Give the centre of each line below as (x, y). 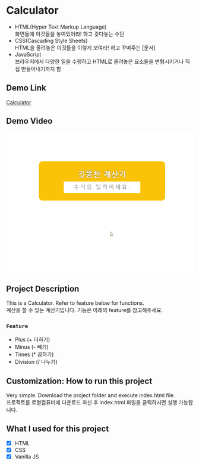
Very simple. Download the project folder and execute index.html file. (91, 395)
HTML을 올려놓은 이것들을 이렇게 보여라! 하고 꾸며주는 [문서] (85, 48)
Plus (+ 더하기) (32, 339)
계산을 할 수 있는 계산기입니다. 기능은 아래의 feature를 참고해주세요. (85, 310)
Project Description (43, 288)
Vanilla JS (27, 457)
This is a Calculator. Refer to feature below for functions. (75, 303)
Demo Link (26, 88)
